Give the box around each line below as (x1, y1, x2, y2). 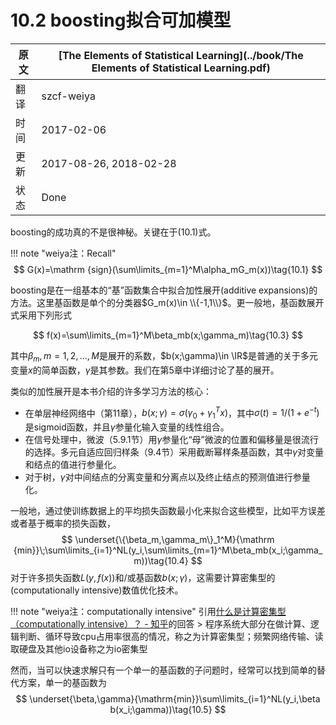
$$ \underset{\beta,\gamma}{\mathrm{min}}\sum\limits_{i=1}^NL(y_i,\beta (15, 693, 321, 705)
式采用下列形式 (10, 309, 72, 321)
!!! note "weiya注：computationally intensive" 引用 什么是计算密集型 (10, 606, 287, 618)
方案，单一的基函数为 (18, 677, 107, 689)
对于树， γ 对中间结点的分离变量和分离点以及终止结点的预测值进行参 (24, 471, 302, 483)
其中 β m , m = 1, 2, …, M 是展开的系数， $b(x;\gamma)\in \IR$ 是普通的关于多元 (10, 349, 319, 364)
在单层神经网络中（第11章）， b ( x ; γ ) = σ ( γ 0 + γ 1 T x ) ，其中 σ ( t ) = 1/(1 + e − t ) (24, 405, 320, 421)
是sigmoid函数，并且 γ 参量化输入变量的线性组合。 (24, 421, 230, 433)
